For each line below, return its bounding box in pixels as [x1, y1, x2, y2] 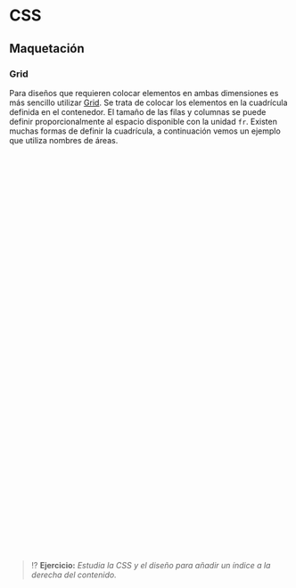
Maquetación [9, 41, 85, 56]
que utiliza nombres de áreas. [9, 135, 119, 145]
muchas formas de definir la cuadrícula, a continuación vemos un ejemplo [9, 126, 281, 136]
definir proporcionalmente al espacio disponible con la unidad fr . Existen [9, 116, 278, 127]
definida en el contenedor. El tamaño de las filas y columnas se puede [9, 106, 267, 117]
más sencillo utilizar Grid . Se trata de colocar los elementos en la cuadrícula [9, 97, 288, 108]
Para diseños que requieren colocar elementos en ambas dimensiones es [9, 87, 279, 98]
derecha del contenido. [30, 569, 118, 580]
